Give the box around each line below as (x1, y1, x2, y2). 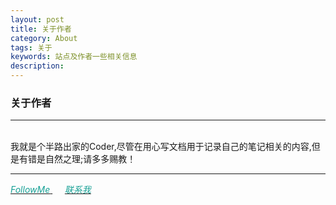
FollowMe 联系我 (10, 184, 92, 196)
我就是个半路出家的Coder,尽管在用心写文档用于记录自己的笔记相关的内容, (10, 141, 312, 153)
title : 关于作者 (10, 24, 72, 34)
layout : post (10, 14, 65, 25)
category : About (10, 33, 78, 43)
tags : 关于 (10, 42, 53, 53)
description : (10, 61, 65, 71)
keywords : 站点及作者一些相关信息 (10, 52, 138, 62)
